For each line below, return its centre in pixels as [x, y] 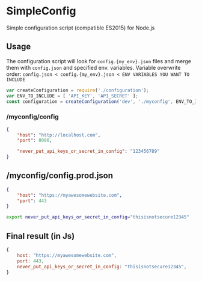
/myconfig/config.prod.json [60, 176]
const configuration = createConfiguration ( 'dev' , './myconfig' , [90, 101]
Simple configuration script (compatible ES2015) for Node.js [81, 28]
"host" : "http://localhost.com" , [59, 135]
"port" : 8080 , [35, 140]
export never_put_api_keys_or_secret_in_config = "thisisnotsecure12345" [98, 217]
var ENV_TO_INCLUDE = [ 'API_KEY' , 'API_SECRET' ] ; [72, 96]
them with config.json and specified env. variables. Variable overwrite [93, 67]
